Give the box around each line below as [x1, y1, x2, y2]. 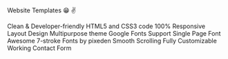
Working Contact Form [7, 44, 72, 52]
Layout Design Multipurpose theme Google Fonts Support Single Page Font [7, 29, 221, 37]
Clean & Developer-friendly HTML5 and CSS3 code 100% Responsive [7, 22, 206, 30]
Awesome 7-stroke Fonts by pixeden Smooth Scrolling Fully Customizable [7, 37, 218, 45]
